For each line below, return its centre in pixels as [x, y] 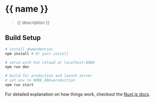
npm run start [19, 85]
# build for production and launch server [49, 76]
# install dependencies [29, 49]
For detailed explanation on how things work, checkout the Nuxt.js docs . [78, 94]
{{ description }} [33, 22]
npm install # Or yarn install [37, 54]
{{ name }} [27, 9]
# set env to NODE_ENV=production [40, 81]
